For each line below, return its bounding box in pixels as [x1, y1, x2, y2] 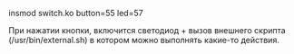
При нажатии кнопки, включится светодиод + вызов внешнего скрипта [8, 25, 287, 35]
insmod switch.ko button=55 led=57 [8, 8, 143, 18]
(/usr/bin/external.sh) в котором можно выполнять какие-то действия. [8, 35, 280, 45]
